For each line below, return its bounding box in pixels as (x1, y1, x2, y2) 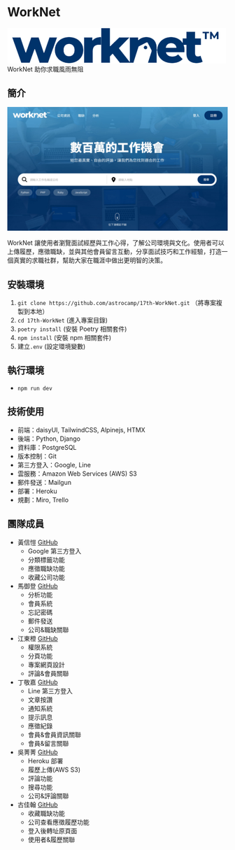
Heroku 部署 (27, 756, 64, 765)
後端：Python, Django (17, 434, 80, 443)
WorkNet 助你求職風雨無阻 (7, 64, 84, 73)
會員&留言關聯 (27, 739, 69, 747)
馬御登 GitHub (17, 581, 58, 590)
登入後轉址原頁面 (27, 826, 78, 835)
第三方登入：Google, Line (17, 460, 91, 469)
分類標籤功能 (27, 555, 65, 564)
